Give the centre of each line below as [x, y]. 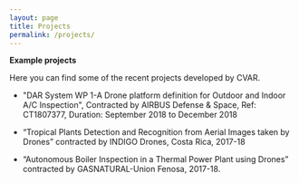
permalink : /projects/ [52, 34]
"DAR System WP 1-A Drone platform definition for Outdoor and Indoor [154, 95]
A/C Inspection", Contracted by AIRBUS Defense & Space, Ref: [139, 105]
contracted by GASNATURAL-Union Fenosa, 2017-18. [121, 169]
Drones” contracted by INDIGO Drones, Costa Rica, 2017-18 [134, 142]
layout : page [34, 18]
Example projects [43, 61]
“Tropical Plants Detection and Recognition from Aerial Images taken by [156, 132]
